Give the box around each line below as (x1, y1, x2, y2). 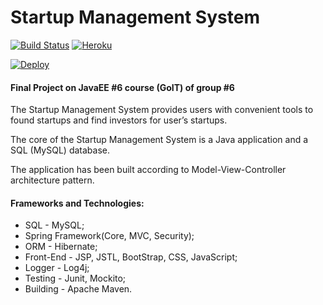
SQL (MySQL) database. (10, 144, 110, 156)
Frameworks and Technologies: (10, 197, 145, 209)
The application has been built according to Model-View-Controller (10, 164, 287, 176)
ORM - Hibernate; (24, 241, 98, 253)
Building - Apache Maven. (24, 283, 133, 295)
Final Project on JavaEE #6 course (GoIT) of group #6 (10, 81, 235, 93)
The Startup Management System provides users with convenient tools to (10, 104, 314, 116)
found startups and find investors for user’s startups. (10, 114, 228, 126)
